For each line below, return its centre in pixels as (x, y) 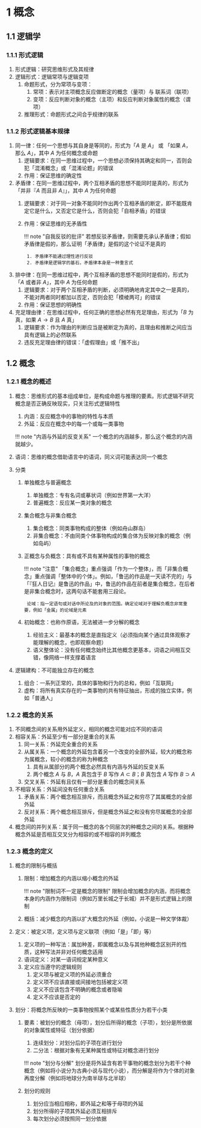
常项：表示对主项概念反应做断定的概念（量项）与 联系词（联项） (112, 91)
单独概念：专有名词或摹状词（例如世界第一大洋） (93, 495)
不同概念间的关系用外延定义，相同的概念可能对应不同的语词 (88, 729)
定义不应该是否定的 (57, 997)
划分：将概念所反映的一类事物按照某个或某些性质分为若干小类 (91, 1010)
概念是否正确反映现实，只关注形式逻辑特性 (67, 403)
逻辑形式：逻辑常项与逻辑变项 (52, 76)
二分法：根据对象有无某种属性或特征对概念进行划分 (96, 1050)
